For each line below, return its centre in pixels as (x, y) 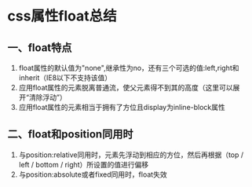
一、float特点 (40, 48)
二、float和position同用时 (70, 134)
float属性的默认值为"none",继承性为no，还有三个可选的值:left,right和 (129, 68)
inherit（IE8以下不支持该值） (65, 78)
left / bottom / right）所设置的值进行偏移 (84, 164)
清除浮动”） (48, 97)
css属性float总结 (62, 16)
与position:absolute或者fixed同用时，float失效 (93, 174)
